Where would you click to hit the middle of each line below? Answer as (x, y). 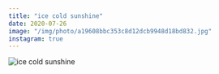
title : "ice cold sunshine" (56, 16)
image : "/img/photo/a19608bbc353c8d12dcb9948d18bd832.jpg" (110, 31)
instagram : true (36, 39)
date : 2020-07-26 (38, 24)
